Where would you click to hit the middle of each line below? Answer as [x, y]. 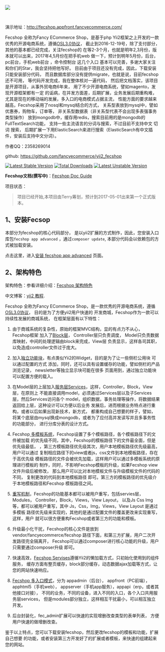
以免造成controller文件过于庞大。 [46, 347]
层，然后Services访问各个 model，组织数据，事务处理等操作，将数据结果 [86, 399]
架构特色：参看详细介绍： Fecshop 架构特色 [49, 285]
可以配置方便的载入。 [34, 376]
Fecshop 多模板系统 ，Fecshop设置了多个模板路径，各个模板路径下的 [82, 434]
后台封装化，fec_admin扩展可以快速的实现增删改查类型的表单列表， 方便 [86, 616]
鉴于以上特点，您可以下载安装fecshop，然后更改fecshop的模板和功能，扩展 [82, 632]
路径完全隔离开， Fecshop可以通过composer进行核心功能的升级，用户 [88, 541]
